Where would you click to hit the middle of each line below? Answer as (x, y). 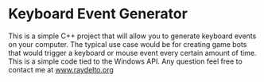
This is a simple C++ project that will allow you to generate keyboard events (132, 36)
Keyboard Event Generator (98, 14)
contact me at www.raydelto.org (61, 69)
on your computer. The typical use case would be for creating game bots (128, 44)
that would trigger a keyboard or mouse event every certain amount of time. (132, 53)
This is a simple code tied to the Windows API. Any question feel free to (125, 61)
